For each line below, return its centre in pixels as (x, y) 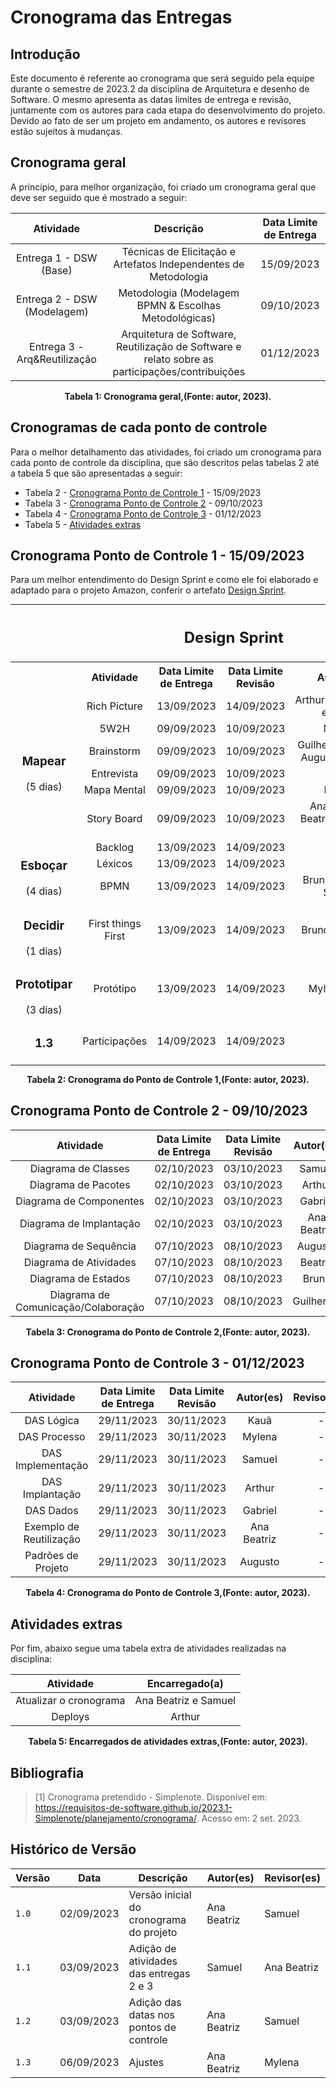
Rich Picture (114, 706)
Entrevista (115, 773)
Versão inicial (160, 1894)
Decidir (44, 926)
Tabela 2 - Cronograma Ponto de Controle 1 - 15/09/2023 (143, 492)
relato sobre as (179, 359)
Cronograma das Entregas (121, 17)
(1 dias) (44, 951)
